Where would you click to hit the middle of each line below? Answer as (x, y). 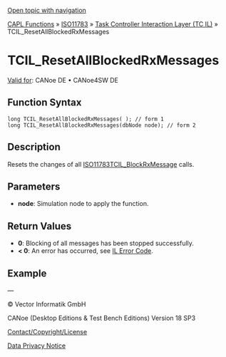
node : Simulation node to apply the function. (83, 204)
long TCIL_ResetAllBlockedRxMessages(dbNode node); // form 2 (102, 125)
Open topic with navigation (47, 10)
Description (34, 147)
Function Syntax (45, 103)
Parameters (34, 186)
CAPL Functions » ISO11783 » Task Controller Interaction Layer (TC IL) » (113, 24)
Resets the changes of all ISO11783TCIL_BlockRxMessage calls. (101, 164)
